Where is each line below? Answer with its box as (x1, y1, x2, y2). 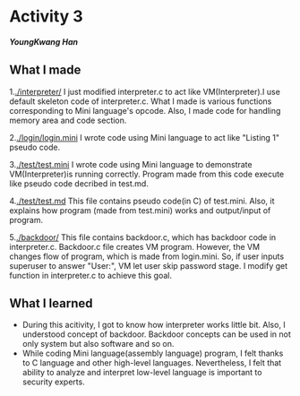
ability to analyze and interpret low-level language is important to (21, 367, 262, 378)
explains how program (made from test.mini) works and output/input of (9, 204, 271, 216)
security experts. (21, 376, 85, 387)
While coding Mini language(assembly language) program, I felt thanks (21, 348, 284, 359)
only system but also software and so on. (21, 339, 175, 349)
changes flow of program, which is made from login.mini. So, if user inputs (9, 251, 285, 262)
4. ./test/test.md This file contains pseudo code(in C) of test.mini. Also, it (9, 195, 275, 206)
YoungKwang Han (9, 36, 79, 47)
